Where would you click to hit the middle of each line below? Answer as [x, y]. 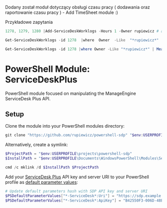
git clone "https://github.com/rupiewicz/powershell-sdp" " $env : [74, 135]
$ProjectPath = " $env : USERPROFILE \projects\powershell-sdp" [69, 154]
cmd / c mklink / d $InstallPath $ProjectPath [52, 167]
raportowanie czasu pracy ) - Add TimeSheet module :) [62, 12]
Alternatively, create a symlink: [37, 145]
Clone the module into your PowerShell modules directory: [65, 126]
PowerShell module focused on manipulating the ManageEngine [71, 93]
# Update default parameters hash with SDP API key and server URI [77, 191]
